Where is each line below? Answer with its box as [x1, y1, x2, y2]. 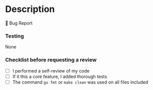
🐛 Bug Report [5, 20, 33, 26]
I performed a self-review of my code [12, 67, 90, 73]
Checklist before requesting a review [5, 56, 97, 63]
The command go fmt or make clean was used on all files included [12, 79, 148, 85]
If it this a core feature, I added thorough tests [12, 73, 107, 79]
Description [5, 3, 55, 15]
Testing [5, 32, 24, 39]
